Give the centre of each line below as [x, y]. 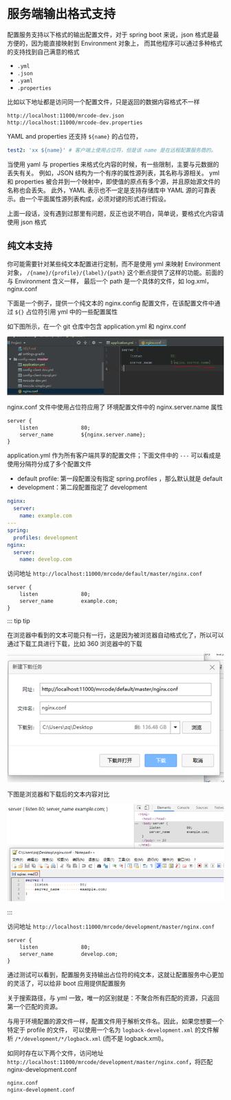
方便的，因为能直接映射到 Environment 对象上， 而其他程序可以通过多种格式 [115, 43]
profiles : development [46, 538]
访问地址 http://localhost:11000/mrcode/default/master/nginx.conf [105, 574]
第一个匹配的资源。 [34, 1006]
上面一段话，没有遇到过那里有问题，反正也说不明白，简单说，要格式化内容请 [115, 213]
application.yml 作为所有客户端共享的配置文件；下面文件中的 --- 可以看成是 [114, 455]
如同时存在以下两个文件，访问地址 [55, 1053]
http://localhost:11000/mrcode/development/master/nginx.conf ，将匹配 [110, 1061]
